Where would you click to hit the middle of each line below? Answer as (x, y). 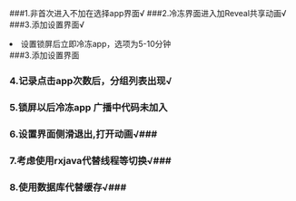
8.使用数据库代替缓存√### (68, 187)
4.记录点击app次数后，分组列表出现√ (91, 81)
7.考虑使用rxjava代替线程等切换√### (90, 160)
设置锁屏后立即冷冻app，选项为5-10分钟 (96, 44)
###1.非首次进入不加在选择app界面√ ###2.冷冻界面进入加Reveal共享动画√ (148, 13)
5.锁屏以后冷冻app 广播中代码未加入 (89, 107)
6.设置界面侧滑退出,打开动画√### (84, 134)
